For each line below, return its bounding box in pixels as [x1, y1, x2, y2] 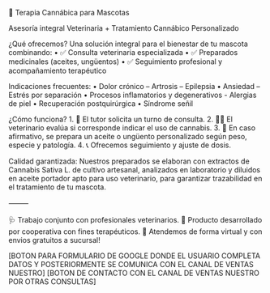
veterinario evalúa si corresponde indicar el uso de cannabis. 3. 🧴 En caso [8, 123, 256, 133]
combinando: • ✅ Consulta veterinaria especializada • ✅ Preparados [8, 48, 238, 57]
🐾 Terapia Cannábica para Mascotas [8, 8, 130, 17]
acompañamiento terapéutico [8, 66, 107, 75]
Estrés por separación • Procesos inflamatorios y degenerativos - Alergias [8, 90, 257, 100]
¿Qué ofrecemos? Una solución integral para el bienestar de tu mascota [8, 39, 249, 49]
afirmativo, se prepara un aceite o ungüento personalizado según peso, [8, 132, 247, 141]
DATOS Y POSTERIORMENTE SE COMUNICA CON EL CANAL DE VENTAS [8, 260, 254, 269]
